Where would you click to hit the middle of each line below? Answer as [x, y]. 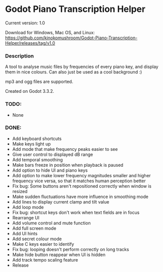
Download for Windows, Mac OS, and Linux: [50, 32]
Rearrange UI [26, 217]
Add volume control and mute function [51, 223]
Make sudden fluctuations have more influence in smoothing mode [80, 197]
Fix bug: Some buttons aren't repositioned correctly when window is [82, 186]
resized [20, 191]
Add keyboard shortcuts [37, 138]
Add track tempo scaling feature [45, 260]
